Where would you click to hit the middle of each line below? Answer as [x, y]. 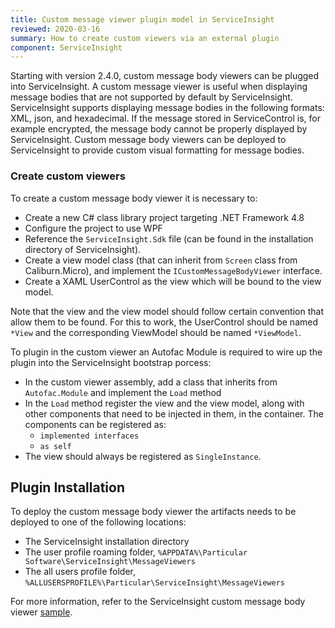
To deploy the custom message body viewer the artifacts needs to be [153, 512]
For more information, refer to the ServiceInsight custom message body [158, 602]
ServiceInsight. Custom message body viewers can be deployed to [148, 140]
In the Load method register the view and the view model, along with [164, 403]
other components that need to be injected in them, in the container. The [174, 413]
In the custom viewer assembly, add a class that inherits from [151, 382]
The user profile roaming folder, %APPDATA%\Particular [136, 552]
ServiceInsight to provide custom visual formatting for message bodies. [157, 150]
